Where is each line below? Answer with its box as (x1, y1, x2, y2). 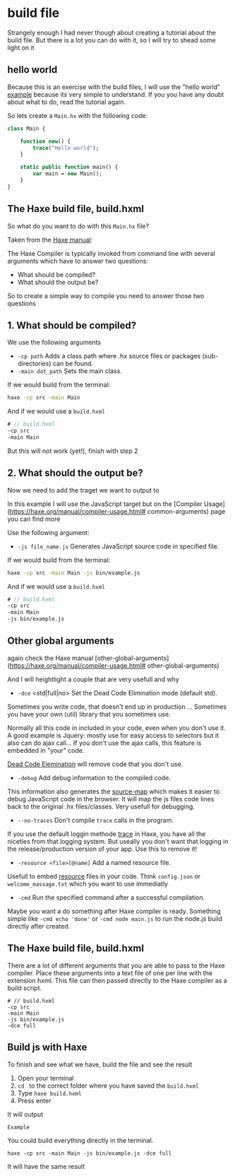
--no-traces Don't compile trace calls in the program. (17, 816, 174, 824)
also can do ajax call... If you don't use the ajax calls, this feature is (7, 739, 202, 747)
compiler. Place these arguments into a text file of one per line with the (7, 968, 213, 977)
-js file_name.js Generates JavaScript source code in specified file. (17, 542, 219, 551)
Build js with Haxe (7, 1041, 88, 1054)
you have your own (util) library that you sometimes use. (7, 710, 171, 718)
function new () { (20, 138, 71, 145)
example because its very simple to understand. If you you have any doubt (7, 90, 224, 98)
